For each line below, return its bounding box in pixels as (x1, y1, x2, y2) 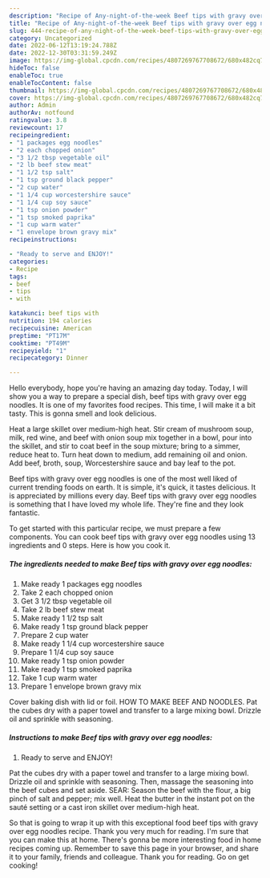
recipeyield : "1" (9, 347, 67, 355)
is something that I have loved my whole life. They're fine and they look (9, 499, 244, 510)
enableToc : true (9, 71, 63, 79)
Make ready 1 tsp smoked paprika (20, 665, 132, 674)
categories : (9, 258, 49, 266)
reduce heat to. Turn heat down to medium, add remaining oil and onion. (9, 450, 248, 460)
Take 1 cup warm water (20, 673, 98, 683)
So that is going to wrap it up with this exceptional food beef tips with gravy (9, 818, 259, 827)
